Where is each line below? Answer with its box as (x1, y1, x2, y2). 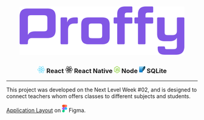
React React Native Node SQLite (46, 67, 167, 76)
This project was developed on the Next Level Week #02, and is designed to (6, 86, 197, 94)
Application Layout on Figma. (6, 107, 86, 114)
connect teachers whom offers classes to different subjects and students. (6, 93, 191, 100)
